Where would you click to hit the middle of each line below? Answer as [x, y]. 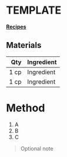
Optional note [37, 148]
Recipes [16, 27]
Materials [24, 45]
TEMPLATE [34, 10]
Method [26, 108]
